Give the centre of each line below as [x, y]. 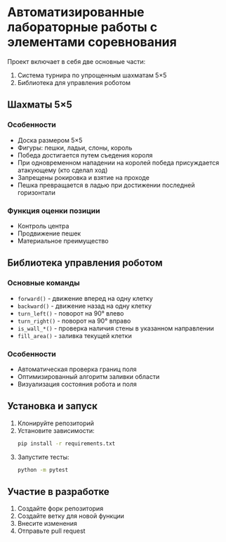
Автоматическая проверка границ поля [77, 369]
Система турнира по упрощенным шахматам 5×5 [92, 75]
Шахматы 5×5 [40, 105]
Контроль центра [43, 226]
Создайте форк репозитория [60, 509]
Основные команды [44, 283]
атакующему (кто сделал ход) [62, 170]
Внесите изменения [47, 524]
